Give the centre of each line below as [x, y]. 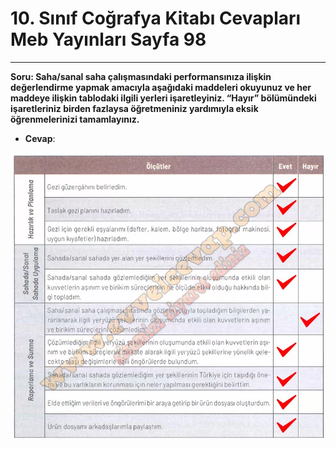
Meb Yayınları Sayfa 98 [108, 39]
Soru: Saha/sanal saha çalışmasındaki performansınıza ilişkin [141, 76]
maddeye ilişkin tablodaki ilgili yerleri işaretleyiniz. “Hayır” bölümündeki [163, 98]
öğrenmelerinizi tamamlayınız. [75, 119]
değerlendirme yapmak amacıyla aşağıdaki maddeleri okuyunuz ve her [161, 87]
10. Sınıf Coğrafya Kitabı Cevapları [156, 18]
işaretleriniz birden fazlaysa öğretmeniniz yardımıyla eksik [134, 108]
